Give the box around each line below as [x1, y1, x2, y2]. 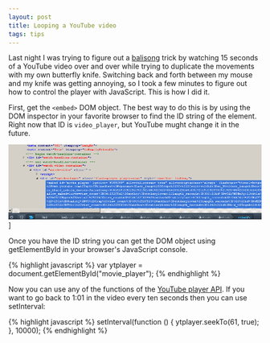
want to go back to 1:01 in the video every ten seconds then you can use [8, 293, 247, 303]
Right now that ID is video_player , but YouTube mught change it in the [8, 120, 239, 130]
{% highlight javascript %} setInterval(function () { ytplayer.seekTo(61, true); [8, 317, 260, 327]
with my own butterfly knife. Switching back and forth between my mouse [8, 70, 253, 80]
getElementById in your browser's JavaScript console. [8, 245, 188, 254]
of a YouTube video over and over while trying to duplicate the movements [8, 61, 255, 72]
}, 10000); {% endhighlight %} [8, 326, 108, 336]
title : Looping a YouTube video [8, 21, 117, 30]
